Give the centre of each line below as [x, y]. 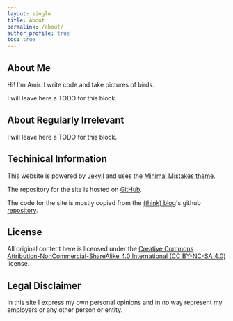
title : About [26, 20]
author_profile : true [39, 33]
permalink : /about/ [35, 27]
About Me [29, 68]
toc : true [22, 40]
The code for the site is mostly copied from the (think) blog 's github [104, 202]
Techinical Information [57, 159]
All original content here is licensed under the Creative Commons [101, 249]
